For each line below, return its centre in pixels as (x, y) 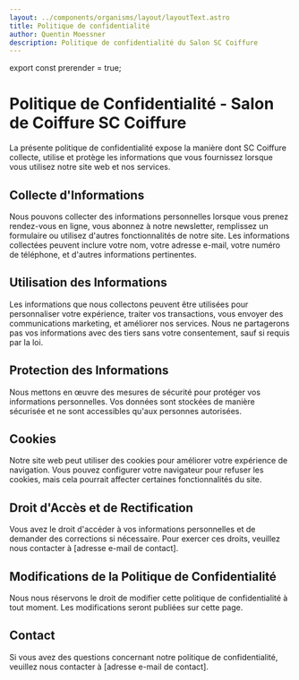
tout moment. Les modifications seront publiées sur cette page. (126, 608)
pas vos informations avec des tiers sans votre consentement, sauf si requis (149, 333)
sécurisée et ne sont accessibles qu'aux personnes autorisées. (126, 411)
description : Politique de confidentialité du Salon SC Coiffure (133, 42)
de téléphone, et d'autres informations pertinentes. (103, 255)
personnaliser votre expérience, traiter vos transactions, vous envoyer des (146, 313)
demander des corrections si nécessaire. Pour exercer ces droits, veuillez (145, 539)
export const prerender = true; (65, 68)
